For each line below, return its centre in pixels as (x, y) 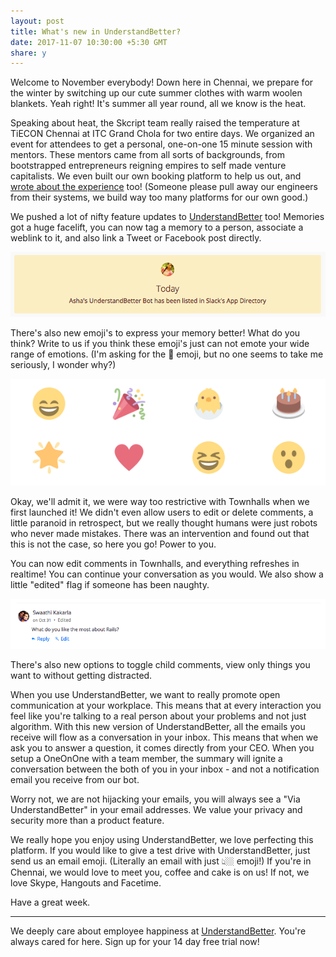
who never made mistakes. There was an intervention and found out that (160, 534)
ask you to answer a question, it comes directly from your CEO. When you (162, 747)
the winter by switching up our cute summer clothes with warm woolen (156, 93)
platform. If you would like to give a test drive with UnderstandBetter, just (160, 850)
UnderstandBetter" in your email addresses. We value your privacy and (156, 809)
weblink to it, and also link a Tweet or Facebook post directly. (136, 238)
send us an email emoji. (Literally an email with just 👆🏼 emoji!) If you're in (161, 861)
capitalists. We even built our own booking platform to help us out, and (156, 176)
